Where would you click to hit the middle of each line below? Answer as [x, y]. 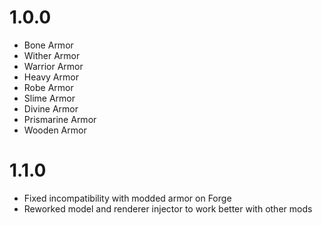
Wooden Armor [55, 130]
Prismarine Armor [60, 119]
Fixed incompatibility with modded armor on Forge [127, 198]
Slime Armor [49, 98]
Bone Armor [48, 45]
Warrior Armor [53, 66]
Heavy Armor [51, 77]
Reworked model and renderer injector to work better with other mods [168, 208]
